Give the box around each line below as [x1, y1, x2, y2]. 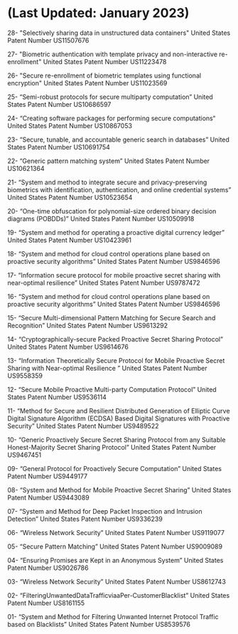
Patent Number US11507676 [7, 36, 90, 44]
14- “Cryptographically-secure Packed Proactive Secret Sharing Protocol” [7, 334, 224, 343]
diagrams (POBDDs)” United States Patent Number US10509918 [7, 214, 195, 223]
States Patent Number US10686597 [7, 100, 112, 108]
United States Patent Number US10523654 [7, 193, 133, 201]
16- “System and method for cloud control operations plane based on [7, 292, 210, 300]
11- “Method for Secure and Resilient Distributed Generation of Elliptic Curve [7, 406, 230, 415]
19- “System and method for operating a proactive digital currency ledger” [7, 228, 225, 236]
